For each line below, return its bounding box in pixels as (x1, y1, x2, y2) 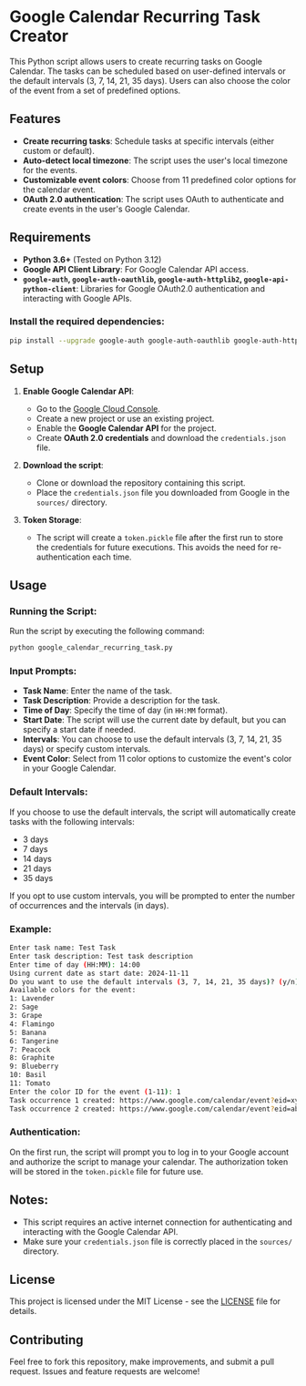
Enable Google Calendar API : (22, 385, 135, 396)
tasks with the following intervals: (9, 816, 135, 826)
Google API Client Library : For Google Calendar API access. (22, 263, 249, 274)
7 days (22, 843, 48, 854)
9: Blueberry (9, 1062, 59, 1072)
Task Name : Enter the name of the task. (22, 685, 173, 696)
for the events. (22, 164, 77, 175)
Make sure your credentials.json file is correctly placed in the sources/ (22, 1236, 293, 1247)
